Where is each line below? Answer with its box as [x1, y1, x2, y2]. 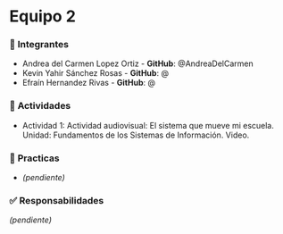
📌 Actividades [9, 100, 71, 113]
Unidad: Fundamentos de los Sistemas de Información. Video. [21, 130, 250, 140]
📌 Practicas [9, 152, 60, 164]
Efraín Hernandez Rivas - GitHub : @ [21, 78, 156, 88]
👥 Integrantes [9, 38, 70, 51]
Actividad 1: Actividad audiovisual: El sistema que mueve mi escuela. [21, 120, 275, 130]
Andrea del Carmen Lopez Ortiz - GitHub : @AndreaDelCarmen [21, 58, 254, 69]
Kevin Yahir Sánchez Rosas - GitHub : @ [21, 68, 170, 79]
